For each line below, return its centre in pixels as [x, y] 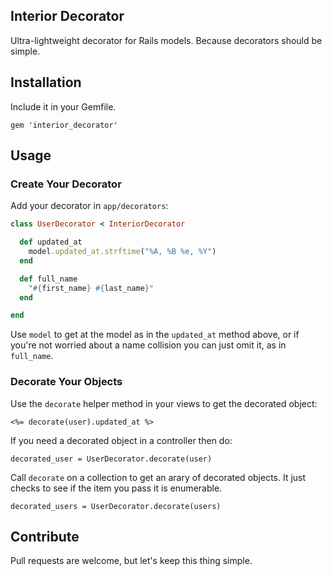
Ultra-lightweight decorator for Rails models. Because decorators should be [166, 40]
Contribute [45, 537]
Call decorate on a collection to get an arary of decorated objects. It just [158, 477]
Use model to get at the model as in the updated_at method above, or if [155, 335]
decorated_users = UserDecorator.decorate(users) [116, 506]
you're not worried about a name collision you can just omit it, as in [148, 345]
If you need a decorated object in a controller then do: [121, 440]
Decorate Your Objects [66, 382]
